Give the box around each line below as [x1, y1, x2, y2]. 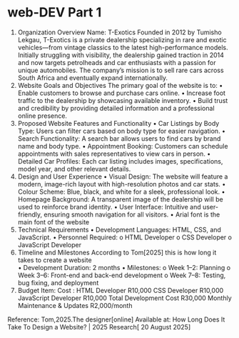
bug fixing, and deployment [17, 278, 99, 287]
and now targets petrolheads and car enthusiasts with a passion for [17, 58, 216, 66]
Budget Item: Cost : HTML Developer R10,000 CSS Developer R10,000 [17, 286, 224, 294]
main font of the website [17, 217, 90, 226]
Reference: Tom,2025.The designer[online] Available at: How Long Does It [7, 315, 225, 324]
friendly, [17, 210, 43, 219]
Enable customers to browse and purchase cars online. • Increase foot [17, 89, 226, 97]
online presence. [17, 111, 68, 120]
